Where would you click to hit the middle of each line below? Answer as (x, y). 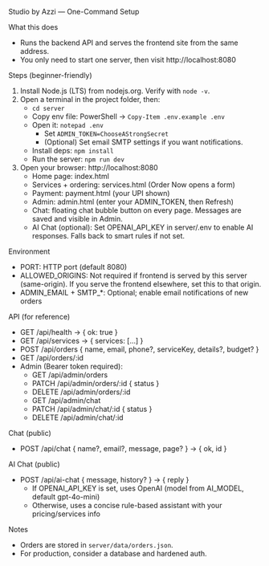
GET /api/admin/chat (66, 400)
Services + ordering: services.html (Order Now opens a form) (133, 185)
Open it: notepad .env (68, 125)
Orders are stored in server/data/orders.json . (97, 545)
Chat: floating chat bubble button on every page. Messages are (137, 210)
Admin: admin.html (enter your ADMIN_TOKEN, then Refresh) (133, 202)
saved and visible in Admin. (77, 219)
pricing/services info (66, 514)
